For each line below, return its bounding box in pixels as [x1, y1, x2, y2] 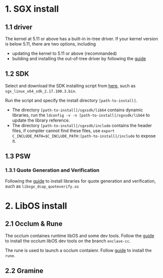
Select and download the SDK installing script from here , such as [5, 83, 136, 88]
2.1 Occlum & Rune [5, 220, 62, 228]
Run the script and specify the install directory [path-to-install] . [5, 97, 138, 103]
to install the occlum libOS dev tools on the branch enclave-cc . [5, 238, 131, 244]
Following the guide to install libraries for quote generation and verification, [5, 178, 156, 184]
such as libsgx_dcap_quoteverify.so [5, 183, 79, 189]
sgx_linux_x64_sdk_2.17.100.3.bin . [5, 88, 77, 94]
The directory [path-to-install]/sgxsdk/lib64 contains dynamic [12, 107, 143, 113]
